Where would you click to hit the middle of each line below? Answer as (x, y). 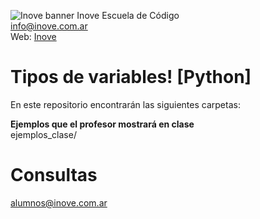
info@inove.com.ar (49, 26)
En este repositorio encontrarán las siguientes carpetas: (125, 104)
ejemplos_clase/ (43, 134)
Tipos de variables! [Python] (131, 77)
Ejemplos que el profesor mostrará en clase (102, 124)
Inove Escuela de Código (128, 15)
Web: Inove (33, 36)
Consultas (54, 175)
